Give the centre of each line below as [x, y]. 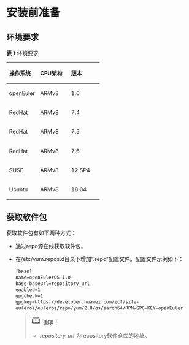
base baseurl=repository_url [52, 284]
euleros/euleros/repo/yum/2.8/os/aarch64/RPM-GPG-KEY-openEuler [99, 308]
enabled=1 [28, 290]
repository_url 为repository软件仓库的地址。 [95, 336]
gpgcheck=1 [29, 296]
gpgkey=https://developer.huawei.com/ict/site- [77, 302]
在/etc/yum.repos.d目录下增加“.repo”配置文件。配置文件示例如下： [99, 259]
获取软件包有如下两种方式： [41, 233]
